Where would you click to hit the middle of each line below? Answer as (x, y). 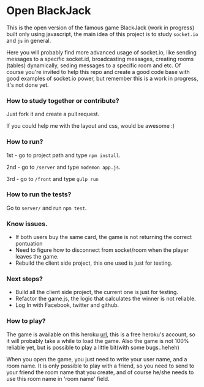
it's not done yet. (28, 85)
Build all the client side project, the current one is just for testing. (97, 292)
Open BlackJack (49, 11)
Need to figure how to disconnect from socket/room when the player (102, 250)
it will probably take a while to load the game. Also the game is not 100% (98, 341)
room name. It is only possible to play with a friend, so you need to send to (100, 366)
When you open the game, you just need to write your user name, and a (97, 359)
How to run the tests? (39, 194)
